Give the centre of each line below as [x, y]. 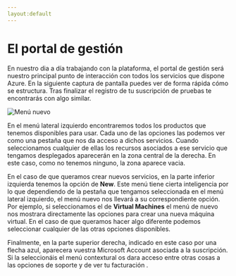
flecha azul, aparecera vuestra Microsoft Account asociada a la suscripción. [118, 250]
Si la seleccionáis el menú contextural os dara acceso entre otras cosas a [114, 257]
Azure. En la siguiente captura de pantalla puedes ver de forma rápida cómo [118, 83]
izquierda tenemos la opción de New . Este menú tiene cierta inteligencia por [118, 184]
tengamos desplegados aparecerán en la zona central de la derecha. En [112, 155]
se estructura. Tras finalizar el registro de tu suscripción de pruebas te [110, 90]
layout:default [30, 14]
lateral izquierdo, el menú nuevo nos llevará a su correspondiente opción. [114, 199]
